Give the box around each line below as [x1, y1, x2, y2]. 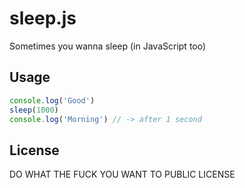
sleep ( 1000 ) [9, 105, 59, 115]
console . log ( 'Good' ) [9, 95, 96, 106]
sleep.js [9, 7, 77, 30]
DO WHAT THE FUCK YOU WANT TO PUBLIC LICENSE [9, 168, 236, 181]
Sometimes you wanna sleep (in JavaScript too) [9, 40, 207, 52]
